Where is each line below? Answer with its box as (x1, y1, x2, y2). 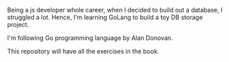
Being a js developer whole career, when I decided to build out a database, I (7, 6, 223, 14)
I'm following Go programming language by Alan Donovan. (7, 34, 174, 42)
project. (7, 21, 30, 28)
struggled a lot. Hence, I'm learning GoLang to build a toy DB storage (7, 13, 203, 21)
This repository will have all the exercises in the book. (7, 48, 160, 55)
